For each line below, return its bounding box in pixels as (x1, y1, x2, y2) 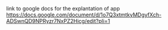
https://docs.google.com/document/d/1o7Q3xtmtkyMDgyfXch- (6, 11, 162, 18)
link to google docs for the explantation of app (6, 5, 120, 12)
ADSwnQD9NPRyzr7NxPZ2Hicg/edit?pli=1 (6, 18, 111, 24)
